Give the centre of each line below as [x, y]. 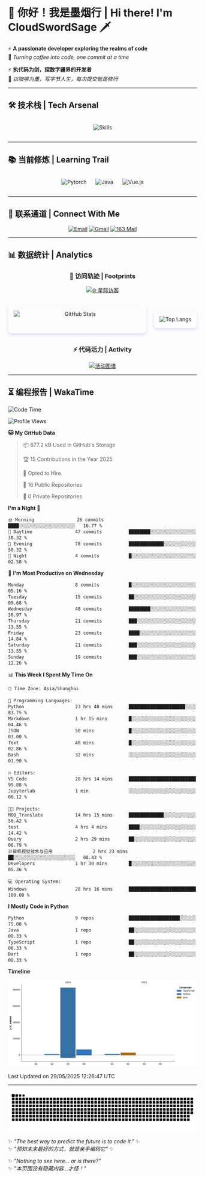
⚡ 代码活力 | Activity [103, 350]
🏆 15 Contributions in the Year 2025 [67, 459]
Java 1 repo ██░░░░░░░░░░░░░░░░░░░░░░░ [102, 930]
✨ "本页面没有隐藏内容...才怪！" [47, 1168]
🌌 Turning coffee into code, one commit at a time [69, 57]
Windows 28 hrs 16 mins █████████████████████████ [102, 889]
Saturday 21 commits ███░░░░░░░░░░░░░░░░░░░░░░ [102, 645]
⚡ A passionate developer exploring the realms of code [78, 48]
